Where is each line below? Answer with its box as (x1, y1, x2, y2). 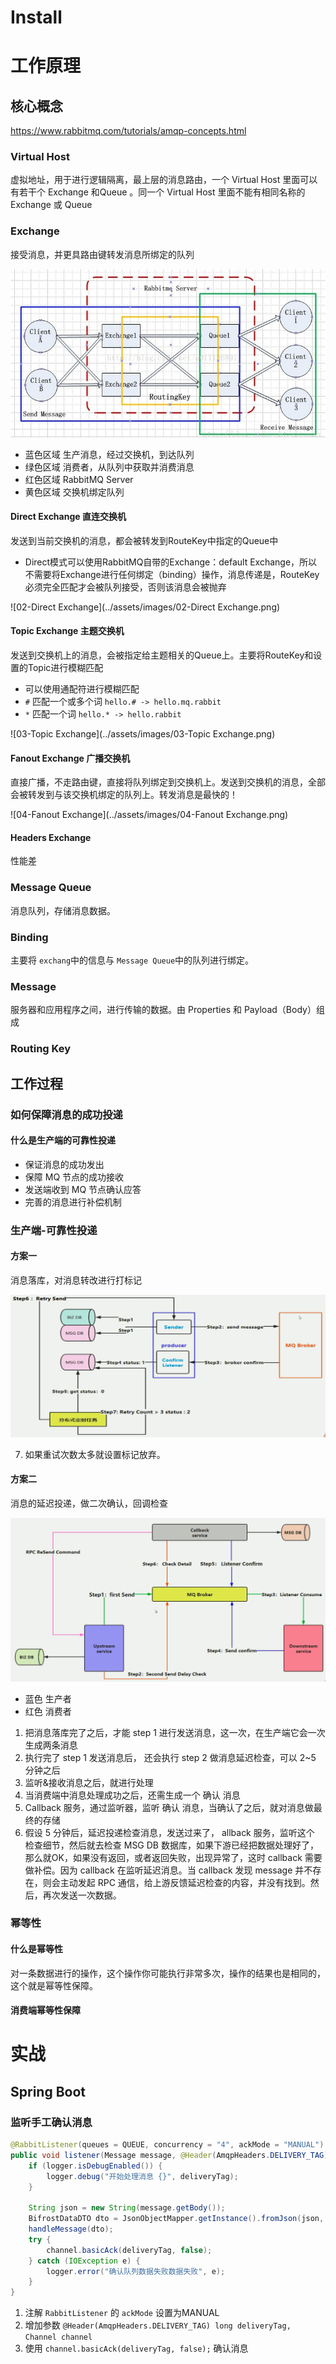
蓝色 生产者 (24, 1692, 72, 1705)
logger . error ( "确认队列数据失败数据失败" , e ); (46, 2266, 226, 2276)
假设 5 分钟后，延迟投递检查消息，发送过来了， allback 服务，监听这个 (24, 1826, 315, 1838)
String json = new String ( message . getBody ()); (28, 2203, 226, 2213)
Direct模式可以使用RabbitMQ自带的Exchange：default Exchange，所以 (24, 556, 318, 568)
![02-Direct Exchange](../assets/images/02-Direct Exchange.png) (10, 601, 281, 613)
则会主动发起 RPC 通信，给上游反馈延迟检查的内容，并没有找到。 (42, 1876, 311, 1888)
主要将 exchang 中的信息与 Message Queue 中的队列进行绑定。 (10, 954, 255, 966)
